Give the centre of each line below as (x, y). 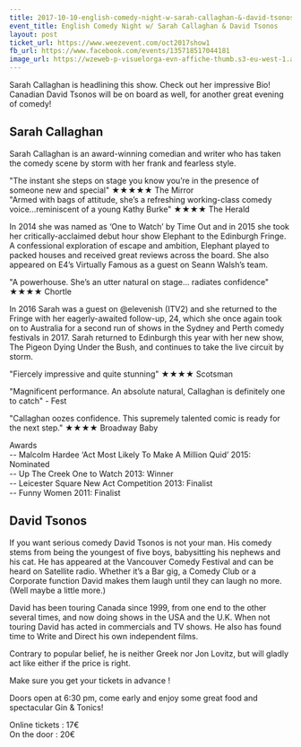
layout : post (34, 34)
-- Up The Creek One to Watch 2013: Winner (91, 473)
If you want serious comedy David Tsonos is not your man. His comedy (141, 543)
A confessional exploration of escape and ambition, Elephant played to (140, 245)
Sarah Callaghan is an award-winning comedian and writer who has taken (145, 153)
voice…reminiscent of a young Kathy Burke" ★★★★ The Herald (129, 209)
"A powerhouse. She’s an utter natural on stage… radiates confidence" (139, 282)
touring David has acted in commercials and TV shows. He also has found (146, 626)
